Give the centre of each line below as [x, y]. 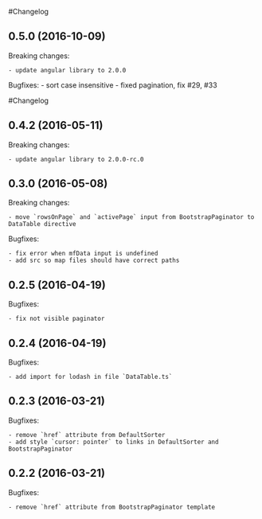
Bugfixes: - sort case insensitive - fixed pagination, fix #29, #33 [113, 85]
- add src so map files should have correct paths [94, 261]
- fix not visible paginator [57, 319]
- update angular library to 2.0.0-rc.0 [76, 159]
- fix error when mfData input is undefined [83, 254]
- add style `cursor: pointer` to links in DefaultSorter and [113, 442]
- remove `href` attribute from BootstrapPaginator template [112, 507]
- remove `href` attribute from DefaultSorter [87, 435]
